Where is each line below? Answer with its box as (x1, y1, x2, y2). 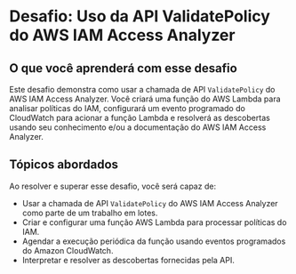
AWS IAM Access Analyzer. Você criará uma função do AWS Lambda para (9, 93, 282, 104)
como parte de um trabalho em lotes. (21, 207, 158, 218)
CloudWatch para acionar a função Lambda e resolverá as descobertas (9, 113, 271, 123)
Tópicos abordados (9, 157, 118, 173)
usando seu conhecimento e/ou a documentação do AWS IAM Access (9, 122, 267, 133)
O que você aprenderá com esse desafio (9, 60, 237, 76)
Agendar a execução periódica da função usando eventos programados (21, 236, 286, 246)
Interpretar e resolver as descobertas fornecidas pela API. (21, 254, 236, 265)
